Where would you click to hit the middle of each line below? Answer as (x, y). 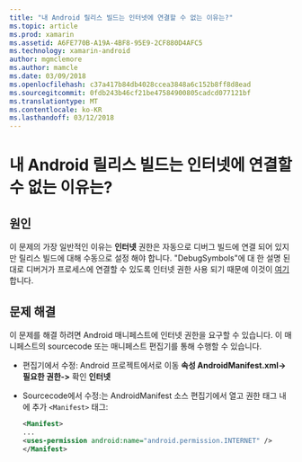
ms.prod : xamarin (42, 34)
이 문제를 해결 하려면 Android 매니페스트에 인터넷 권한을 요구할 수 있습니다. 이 (146, 334)
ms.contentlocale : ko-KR (56, 110)
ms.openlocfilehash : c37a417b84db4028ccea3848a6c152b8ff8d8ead (130, 84)
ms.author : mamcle (44, 68)
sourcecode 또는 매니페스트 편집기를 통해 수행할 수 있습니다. (155, 346)
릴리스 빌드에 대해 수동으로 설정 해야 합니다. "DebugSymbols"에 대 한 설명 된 (154, 258)
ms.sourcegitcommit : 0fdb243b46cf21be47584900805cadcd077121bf (130, 93)
